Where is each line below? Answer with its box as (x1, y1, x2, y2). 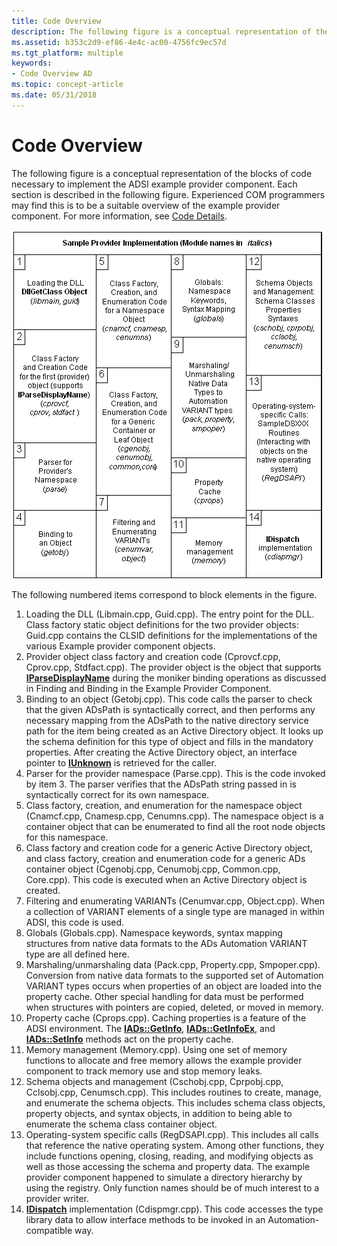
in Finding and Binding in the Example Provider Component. (25, 682, 272, 694)
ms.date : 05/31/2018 (11, 90, 98, 100)
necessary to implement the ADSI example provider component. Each (11, 178, 298, 190)
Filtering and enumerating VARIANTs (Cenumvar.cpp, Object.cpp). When (25, 895, 325, 907)
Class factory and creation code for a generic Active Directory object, (25, 841, 313, 854)
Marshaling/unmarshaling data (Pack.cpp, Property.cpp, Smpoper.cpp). (25, 958, 321, 970)
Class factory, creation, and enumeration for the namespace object (25, 799, 303, 811)
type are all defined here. (25, 948, 130, 960)
